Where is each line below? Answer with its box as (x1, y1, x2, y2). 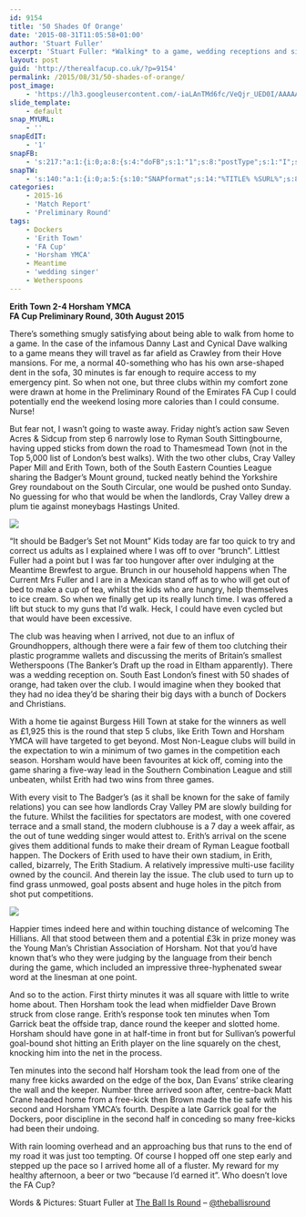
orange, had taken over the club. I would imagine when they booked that (9, 679, 281, 690)
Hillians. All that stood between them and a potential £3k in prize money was (9, 933, 296, 944)
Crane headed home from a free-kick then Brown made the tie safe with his (9, 1094, 293, 1105)
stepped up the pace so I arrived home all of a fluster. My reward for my (9, 1160, 280, 1171)
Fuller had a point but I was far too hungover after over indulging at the (9, 555, 275, 566)
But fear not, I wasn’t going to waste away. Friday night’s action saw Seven (9, 423, 290, 434)
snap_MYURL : (9, 115, 55, 124)
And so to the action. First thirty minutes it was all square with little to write (9, 989, 290, 1000)
